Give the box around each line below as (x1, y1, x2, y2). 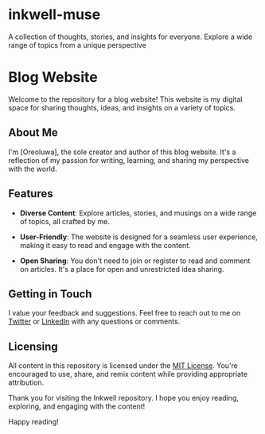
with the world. (8, 164, 57, 173)
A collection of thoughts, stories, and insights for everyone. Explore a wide (8, 32, 253, 41)
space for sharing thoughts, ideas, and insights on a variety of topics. (8, 103, 236, 112)
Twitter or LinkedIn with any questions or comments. (8, 316, 181, 327)
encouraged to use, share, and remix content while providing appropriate (8, 370, 248, 379)
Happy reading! (8, 417, 59, 427)
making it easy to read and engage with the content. (19, 240, 191, 250)
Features (8, 187, 53, 200)
